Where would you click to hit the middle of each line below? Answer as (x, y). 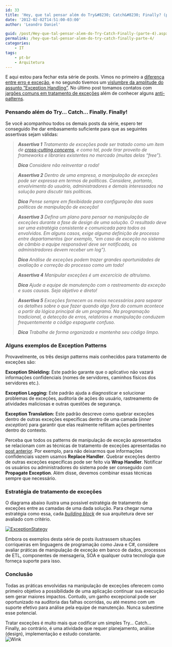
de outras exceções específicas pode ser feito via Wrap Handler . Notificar (84, 462)
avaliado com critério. (28, 519)
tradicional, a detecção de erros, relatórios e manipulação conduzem (91, 317)
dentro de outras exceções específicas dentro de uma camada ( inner (78, 419)
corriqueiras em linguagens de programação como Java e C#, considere (82, 545)
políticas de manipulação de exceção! (58, 207)
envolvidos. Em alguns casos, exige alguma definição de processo (89, 233)
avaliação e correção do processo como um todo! (71, 265)
